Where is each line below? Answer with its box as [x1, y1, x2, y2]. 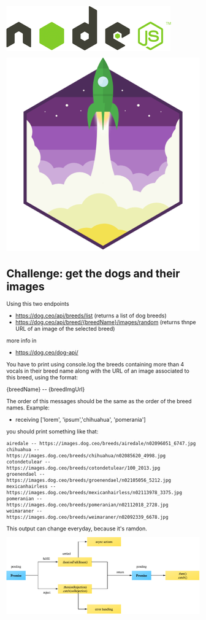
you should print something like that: [6, 427, 99, 435]
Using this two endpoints [6, 300, 69, 307]
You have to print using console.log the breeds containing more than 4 [6, 360, 185, 368]
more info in [6, 336, 37, 344]
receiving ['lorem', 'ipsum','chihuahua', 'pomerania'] [15, 416, 146, 423]
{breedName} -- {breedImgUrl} [6, 386, 85, 393]
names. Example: [6, 404, 50, 411]
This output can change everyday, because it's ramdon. [6, 525, 147, 532]
